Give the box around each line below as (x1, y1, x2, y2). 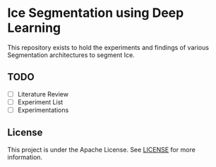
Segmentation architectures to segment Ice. (7, 51, 136, 59)
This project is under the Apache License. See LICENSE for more (7, 145, 196, 154)
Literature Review (17, 89, 69, 98)
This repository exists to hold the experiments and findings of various (7, 43, 210, 51)
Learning (7, 20, 61, 36)
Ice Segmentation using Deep (7, 5, 184, 21)
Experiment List (17, 97, 64, 106)
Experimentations (17, 106, 69, 114)
